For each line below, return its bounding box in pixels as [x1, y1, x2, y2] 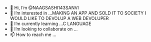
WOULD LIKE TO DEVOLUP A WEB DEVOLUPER [9, 15, 109, 21]
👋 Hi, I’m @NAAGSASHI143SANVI [9, 5, 79, 10]
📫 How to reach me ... [9, 31, 56, 37]
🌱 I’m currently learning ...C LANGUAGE [9, 20, 91, 26]
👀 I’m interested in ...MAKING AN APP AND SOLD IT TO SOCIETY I [9, 10, 146, 16]
